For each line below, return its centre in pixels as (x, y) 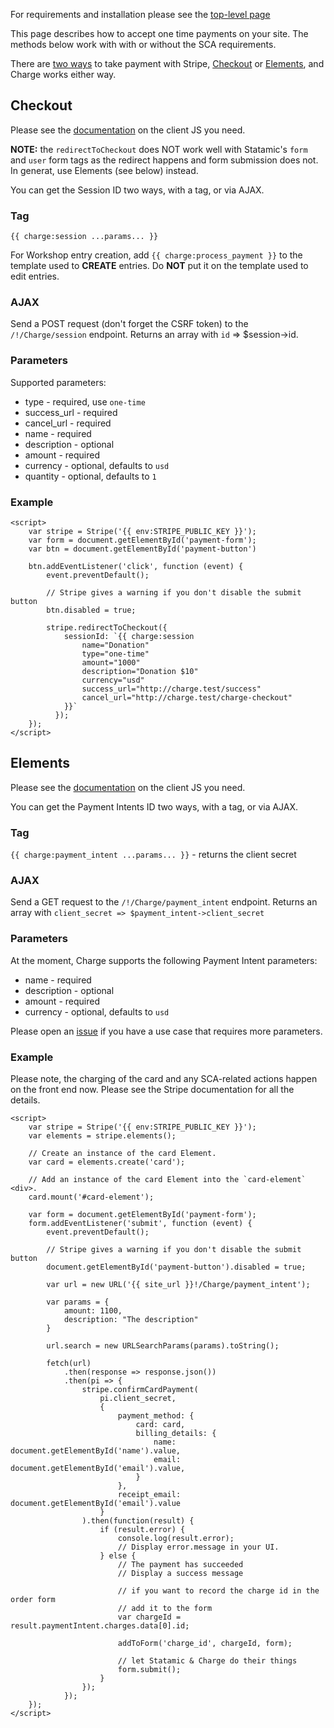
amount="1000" (111, 663)
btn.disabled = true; (91, 610)
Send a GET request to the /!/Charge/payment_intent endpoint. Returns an (164, 902)
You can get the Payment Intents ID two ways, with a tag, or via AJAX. (154, 806)
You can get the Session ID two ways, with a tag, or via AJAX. (137, 190)
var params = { (78, 1302)
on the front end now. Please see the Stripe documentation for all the (152, 1089)
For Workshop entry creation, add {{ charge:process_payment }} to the (156, 255)
